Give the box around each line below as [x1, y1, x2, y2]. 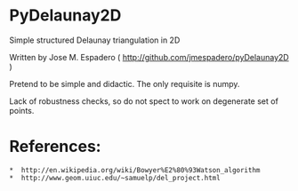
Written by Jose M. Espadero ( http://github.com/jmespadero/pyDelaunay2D [9, 52, 289, 62]
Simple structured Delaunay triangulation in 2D [9, 35, 181, 45]
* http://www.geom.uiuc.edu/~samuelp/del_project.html [9, 173, 221, 182]
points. [9, 105, 35, 115]
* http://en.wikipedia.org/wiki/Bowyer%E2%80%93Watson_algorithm [9, 165, 261, 174]
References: [9, 137, 101, 156]
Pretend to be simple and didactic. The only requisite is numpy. [9, 78, 240, 89]
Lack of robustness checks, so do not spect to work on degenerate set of [9, 95, 278, 107]
